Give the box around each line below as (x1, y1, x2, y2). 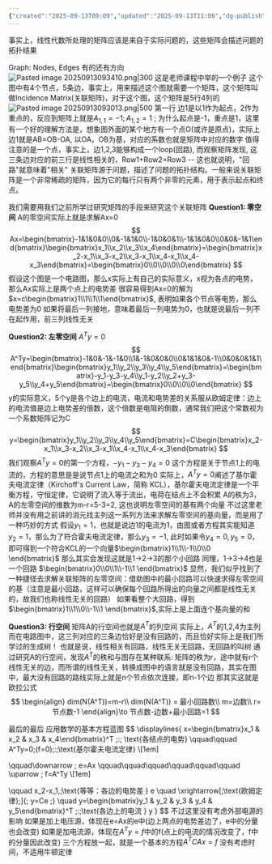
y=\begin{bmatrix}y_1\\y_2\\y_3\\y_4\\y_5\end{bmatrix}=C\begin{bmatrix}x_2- (9, 435, 263, 445)
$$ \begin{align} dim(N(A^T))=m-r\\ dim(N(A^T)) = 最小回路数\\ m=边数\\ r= (11, 697, 261, 707)
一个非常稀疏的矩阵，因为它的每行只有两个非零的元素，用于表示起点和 (22, 175, 257, 185)
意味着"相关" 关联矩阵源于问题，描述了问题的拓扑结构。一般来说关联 (25, 165, 255, 175)
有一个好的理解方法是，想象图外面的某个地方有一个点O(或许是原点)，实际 (8, 125, 253, 134)
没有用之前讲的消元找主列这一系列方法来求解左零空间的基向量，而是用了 (22, 510, 264, 520)
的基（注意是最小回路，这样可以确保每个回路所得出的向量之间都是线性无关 (8, 584, 257, 594)
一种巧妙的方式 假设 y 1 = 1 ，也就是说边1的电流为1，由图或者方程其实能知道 (8, 520, 255, 531)
